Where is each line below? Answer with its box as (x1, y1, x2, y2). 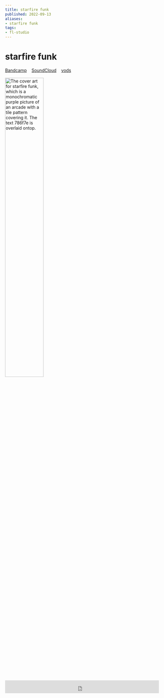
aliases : (5, 16, 23, 21)
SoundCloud (31, 67, 57, 73)
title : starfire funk (5, 7, 49, 12)
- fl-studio (5, 30, 29, 35)
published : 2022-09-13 (5, 12, 51, 17)
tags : (5, 26, 16, 30)
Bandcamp (5, 67, 27, 73)
